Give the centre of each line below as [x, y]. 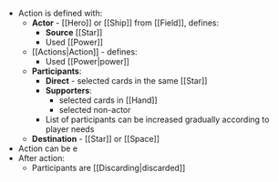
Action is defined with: [60, 13]
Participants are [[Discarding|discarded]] [108, 168]
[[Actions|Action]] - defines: [85, 52]
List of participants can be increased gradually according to [157, 119]
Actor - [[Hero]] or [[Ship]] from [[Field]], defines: [125, 23]
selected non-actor [95, 110]
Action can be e [48, 148]
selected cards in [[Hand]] [108, 100]
